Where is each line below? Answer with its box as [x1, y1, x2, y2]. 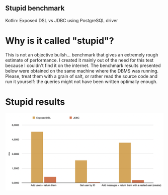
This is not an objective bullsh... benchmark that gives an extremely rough [5, 51, 158, 57]
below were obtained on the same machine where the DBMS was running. [5, 68, 159, 74]
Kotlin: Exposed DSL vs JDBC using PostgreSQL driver [5, 17, 118, 23]
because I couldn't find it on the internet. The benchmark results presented [5, 62, 161, 69]
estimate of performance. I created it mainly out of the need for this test [5, 57, 154, 63]
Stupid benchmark [5, 4, 65, 13]
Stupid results [5, 96, 65, 107]
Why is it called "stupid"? [5, 35, 114, 46]
